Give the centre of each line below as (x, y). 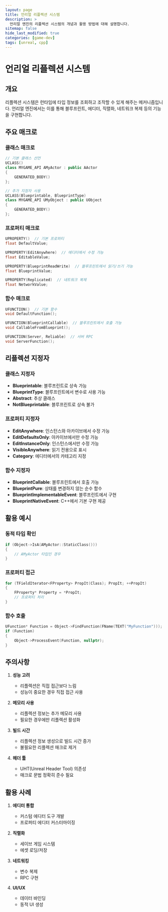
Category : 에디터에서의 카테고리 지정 (49, 456)
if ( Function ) (20, 631)
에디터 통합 (23, 805)
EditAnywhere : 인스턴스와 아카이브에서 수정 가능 (61, 431)
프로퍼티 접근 (20, 573)
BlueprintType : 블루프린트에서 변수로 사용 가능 (59, 392)
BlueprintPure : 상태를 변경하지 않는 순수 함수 (57, 489)
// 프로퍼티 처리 (29, 597)
